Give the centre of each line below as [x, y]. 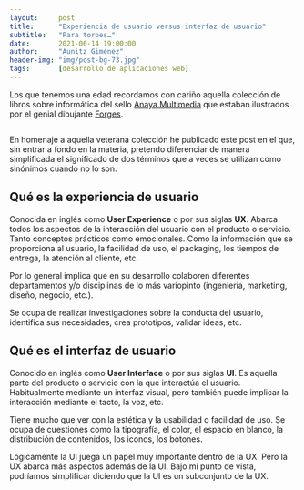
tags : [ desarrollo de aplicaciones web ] [99, 69]
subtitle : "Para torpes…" [63, 35]
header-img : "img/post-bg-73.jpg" [75, 60]
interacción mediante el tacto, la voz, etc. [86, 402]
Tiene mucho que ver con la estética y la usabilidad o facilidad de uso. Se [147, 419]
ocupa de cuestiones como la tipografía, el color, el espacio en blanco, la [147, 429]
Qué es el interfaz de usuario [93, 351]
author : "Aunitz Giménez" [67, 52]
